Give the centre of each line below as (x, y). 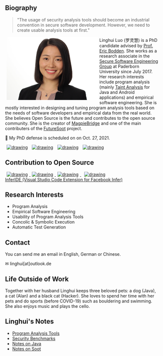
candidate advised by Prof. (126, 45)
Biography (21, 8)
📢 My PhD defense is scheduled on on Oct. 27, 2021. (58, 138)
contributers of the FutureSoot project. (44, 128)
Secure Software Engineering (129, 61)
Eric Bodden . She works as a (128, 51)
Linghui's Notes (30, 322)
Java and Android (117, 92)
